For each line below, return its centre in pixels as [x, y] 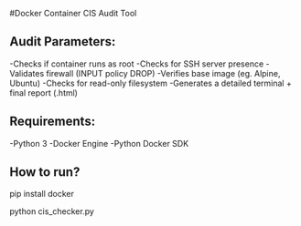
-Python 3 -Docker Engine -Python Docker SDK [99, 143]
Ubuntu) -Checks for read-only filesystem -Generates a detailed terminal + [151, 83]
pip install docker [42, 194]
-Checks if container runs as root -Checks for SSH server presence [137, 64]
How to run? [45, 172]
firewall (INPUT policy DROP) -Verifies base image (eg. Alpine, [163, 73]
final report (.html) [43, 92]
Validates [27, 73]
